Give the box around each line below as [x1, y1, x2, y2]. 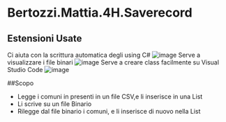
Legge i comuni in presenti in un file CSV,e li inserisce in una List [17, 92, 203, 101]
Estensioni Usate [7, 33, 82, 44]
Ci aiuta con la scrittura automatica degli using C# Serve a [7, 51, 201, 59]
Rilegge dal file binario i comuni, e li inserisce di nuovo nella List [17, 107, 201, 115]
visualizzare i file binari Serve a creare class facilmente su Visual [7, 58, 220, 67]
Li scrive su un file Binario [17, 100, 92, 108]
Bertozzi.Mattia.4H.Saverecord [7, 5, 193, 21]
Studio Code [7, 66, 43, 73]
